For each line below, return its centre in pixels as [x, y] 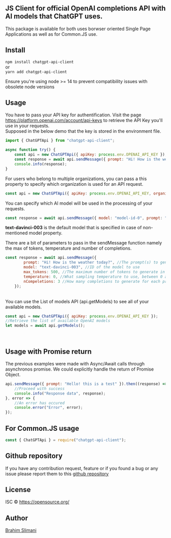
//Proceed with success [40, 388]
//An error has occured [40, 403]
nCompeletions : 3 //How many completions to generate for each [92, 281]
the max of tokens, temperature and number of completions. [68, 248]
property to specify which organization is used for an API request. [74, 184]
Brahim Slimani [21, 530]
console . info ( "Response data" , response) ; [60, 393]
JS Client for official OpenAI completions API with [85, 8]
